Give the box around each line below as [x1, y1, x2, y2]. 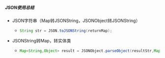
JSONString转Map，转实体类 [12, 38, 71, 43]
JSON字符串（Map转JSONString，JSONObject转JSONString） [12, 18, 140, 23]
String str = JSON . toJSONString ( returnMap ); [19, 28, 112, 33]
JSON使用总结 [5, 4, 34, 10]
